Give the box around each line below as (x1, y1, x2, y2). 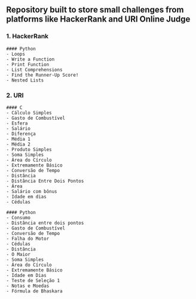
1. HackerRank (6, 32, 49, 41)
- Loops (6, 51, 26, 57)
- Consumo (6, 215, 31, 221)
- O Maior (6, 251, 31, 257)
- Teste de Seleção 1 (6, 277, 60, 283)
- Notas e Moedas (6, 283, 50, 289)
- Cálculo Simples (6, 110, 52, 116)
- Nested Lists (6, 77, 44, 83)
